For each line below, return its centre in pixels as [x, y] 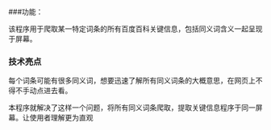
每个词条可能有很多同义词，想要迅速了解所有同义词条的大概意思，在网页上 [132, 81]
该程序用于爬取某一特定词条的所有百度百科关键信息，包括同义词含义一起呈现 [135, 29]
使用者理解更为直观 [61, 118]
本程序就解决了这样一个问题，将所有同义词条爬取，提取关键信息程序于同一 [132, 108]
